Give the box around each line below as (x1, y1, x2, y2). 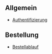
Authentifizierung (12, 17, 48, 22)
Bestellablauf (12, 44, 39, 50)
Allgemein (5, 4, 37, 12)
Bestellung (5, 31, 39, 39)
